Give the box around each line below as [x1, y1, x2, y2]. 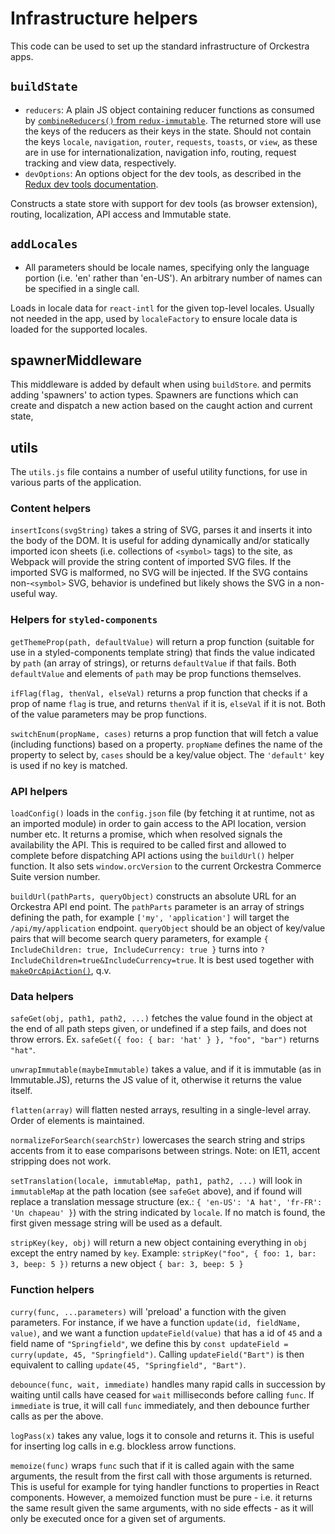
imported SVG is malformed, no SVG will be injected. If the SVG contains [10, 567, 309, 579]
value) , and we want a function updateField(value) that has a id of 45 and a [10, 1327, 323, 1339]
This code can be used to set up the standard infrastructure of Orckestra [10, 40, 310, 52]
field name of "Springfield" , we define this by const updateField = [10, 1337, 289, 1349]
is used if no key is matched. [10, 759, 128, 771]
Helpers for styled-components [10, 613, 158, 627]
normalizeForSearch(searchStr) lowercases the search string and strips [10, 1134, 306, 1146]
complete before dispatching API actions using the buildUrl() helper [10, 850, 295, 862]
